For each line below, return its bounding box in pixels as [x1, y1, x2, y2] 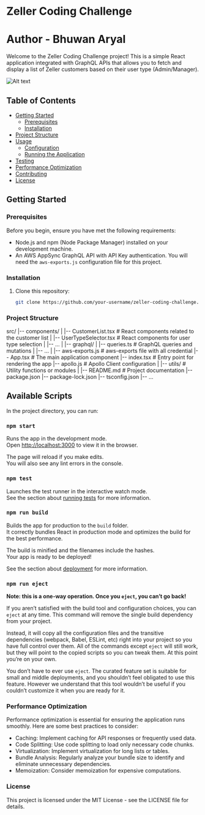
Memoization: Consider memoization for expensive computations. [15, 767, 182, 775]
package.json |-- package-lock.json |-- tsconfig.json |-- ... [6, 373, 154, 381]
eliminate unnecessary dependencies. [15, 760, 111, 768]
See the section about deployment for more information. [6, 565, 148, 572]
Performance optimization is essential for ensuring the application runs [6, 716, 185, 724]
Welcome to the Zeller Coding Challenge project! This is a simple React [6, 53, 185, 60]
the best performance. [6, 534, 63, 542]
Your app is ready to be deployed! [6, 553, 92, 560]
